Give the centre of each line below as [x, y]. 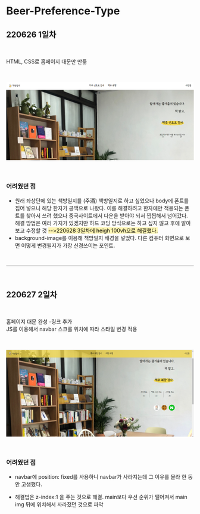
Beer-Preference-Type [63, 11]
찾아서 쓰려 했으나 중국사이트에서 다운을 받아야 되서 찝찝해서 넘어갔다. [107, 216]
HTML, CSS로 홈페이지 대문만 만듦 [47, 61]
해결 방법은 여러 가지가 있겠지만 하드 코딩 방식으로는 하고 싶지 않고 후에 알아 [103, 223]
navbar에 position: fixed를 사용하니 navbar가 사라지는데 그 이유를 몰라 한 [101, 476]
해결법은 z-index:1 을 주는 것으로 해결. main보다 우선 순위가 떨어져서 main [101, 497]
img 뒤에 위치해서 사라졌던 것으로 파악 [59, 504]
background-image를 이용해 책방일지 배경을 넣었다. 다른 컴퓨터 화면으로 [99, 238]
